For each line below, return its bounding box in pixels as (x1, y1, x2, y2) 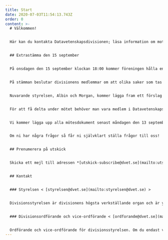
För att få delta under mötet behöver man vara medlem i (9, 106, 131, 112)
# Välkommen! (9, 26, 37, 31)
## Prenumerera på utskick (9, 147, 66, 152)
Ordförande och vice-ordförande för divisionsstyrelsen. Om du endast (9, 227, 160, 232)
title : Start (5, 7, 32, 13)
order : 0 (5, 17, 23, 22)
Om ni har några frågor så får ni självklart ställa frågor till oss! (9, 133, 160, 138)
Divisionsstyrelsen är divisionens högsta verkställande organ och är (9, 200, 160, 205)
